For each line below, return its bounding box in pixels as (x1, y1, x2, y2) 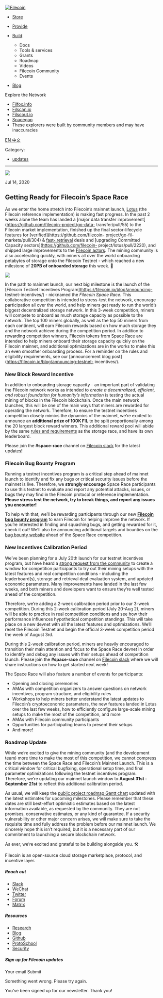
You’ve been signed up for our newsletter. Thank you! (5, 987, 113, 993)
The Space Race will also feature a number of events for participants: (5, 671, 144, 677)
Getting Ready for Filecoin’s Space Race (5, 193, 129, 201)
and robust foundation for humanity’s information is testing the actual (5, 392, 145, 398)
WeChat (12, 886, 28, 892)
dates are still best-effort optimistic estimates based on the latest (5, 801, 135, 806)
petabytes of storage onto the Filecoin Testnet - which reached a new (5, 258, 145, 263)
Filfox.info (12, 101, 33, 107)
